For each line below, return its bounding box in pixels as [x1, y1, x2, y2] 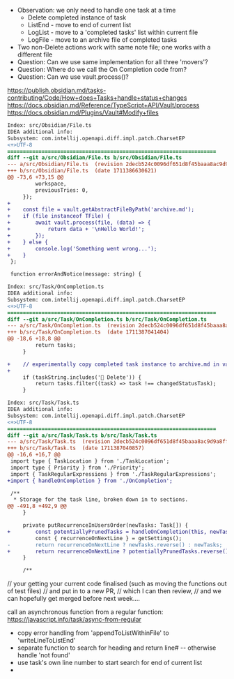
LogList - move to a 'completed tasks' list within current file [27, 28, 198, 36]
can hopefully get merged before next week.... [7, 595, 141, 603]
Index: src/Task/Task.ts [7, 399, 79, 407]
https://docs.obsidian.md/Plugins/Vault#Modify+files [7, 108, 159, 117]
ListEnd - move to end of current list [27, 21, 132, 29]
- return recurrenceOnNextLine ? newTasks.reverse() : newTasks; [7, 541, 223, 549]
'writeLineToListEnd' [17, 636, 76, 645]
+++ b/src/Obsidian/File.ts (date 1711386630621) [7, 167, 157, 174]
